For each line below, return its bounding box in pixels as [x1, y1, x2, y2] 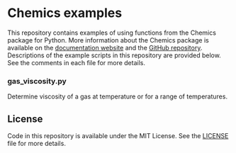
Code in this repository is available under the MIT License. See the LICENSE [7, 132, 229, 140]
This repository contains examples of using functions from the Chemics [7, 28, 216, 37]
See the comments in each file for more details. [7, 58, 145, 67]
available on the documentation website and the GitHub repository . [7, 43, 203, 52]
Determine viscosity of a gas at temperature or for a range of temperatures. [7, 92, 228, 101]
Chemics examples [7, 5, 123, 21]
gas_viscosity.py [7, 76, 67, 86]
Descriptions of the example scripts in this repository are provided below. [7, 51, 221, 59]
